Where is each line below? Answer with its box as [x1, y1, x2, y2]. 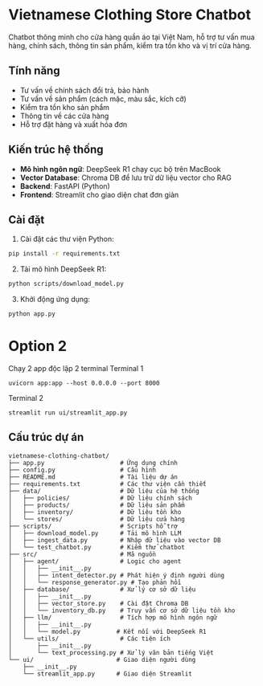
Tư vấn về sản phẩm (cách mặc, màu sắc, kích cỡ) [19, 94, 187, 104]
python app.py [8, 310, 56, 318]
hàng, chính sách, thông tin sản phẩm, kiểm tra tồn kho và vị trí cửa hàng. [8, 40, 252, 50]
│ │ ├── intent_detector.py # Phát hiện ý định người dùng [8, 571, 225, 579]
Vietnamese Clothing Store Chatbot [8, 6, 252, 24]
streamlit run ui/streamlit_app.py [8, 408, 128, 417]
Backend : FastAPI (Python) [19, 181, 110, 190]
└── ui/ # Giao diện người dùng [8, 655, 196, 664]
